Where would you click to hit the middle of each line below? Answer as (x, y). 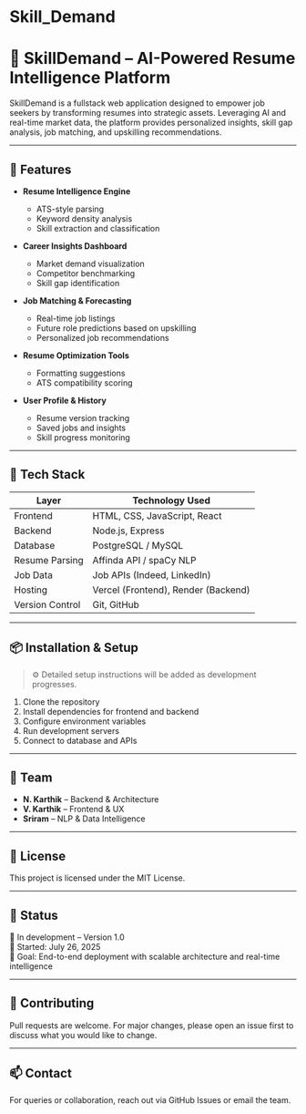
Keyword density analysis (84, 218)
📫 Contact (41, 1073)
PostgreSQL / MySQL (138, 545)
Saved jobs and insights (81, 428)
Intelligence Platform (90, 78)
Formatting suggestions (81, 373)
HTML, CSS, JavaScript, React (157, 515)
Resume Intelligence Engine (76, 191)
